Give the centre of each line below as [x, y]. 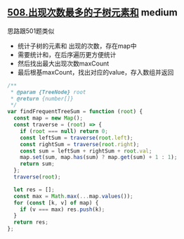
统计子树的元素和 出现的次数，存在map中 [77, 46]
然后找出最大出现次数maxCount [63, 63]
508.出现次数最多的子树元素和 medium [92, 13]
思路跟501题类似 [31, 31]
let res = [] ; [34, 189]
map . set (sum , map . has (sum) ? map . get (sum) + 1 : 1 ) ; [99, 157]
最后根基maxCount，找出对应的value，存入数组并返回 [96, 72]
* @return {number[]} [42, 98]
